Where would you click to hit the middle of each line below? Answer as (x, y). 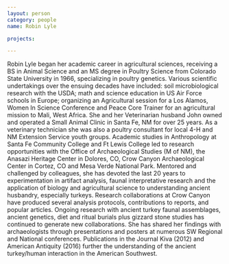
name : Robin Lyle (32, 26)
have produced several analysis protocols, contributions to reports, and (108, 202)
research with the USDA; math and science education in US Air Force (105, 93)
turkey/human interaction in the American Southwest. (82, 254)
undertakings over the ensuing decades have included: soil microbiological (113, 86)
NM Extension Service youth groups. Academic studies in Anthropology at (112, 137)
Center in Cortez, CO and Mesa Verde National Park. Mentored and (102, 166)
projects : (21, 38)
